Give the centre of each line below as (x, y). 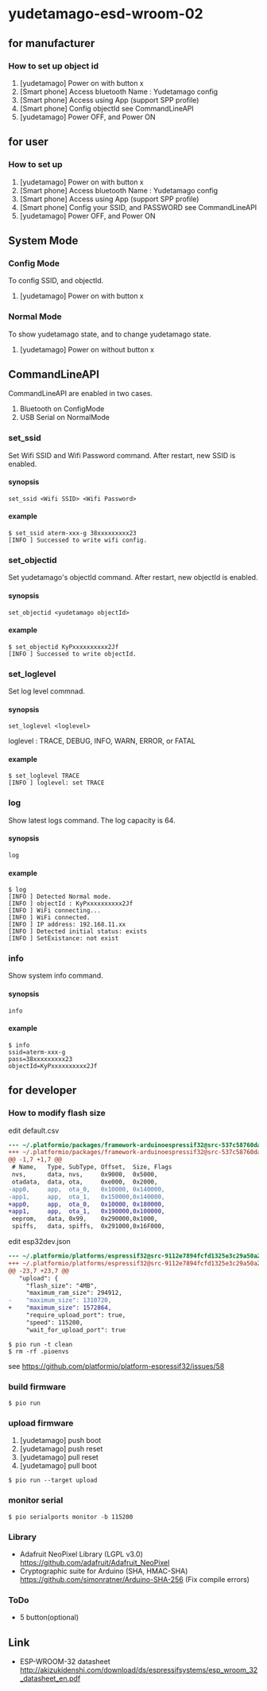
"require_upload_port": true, (76, 1316)
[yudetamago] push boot (60, 1440)
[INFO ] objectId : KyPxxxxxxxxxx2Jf (71, 904)
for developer (43, 1090)
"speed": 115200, (54, 1322)
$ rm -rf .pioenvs (39, 1351)
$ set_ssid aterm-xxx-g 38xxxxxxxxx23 (72, 534)
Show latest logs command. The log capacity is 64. (92, 820)
